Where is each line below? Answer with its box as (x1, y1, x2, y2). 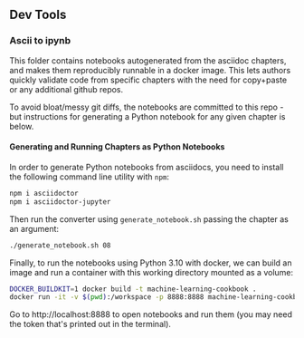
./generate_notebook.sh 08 (9, 240, 111, 250)
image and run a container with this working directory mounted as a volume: (9, 266, 294, 277)
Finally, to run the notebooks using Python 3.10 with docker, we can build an (9, 257, 292, 268)
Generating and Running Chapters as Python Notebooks (9, 141, 225, 152)
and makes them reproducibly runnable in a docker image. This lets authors (9, 64, 291, 75)
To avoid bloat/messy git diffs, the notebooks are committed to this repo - (9, 101, 284, 112)
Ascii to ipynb (9, 34, 71, 47)
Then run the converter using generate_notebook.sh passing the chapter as (9, 213, 290, 225)
